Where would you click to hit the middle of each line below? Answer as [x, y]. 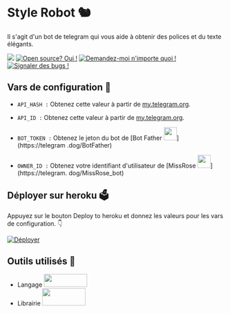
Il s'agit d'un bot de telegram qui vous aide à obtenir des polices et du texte [115, 36]
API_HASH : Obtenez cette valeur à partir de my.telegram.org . [104, 104]
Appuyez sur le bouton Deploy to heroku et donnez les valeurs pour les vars [115, 215]
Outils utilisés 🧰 [41, 261]
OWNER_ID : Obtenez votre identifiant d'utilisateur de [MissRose [106, 166]
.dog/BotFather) [89, 145]
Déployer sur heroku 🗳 [58, 196]
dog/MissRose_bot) [96, 172]
